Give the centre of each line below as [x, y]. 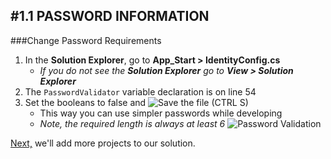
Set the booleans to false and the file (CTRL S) [136, 102]
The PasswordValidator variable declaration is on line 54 [140, 91]
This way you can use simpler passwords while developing [161, 113]
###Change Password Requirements [86, 40]
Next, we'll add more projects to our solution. [103, 143]
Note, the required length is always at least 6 [132, 123]
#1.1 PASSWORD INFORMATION [110, 16]
